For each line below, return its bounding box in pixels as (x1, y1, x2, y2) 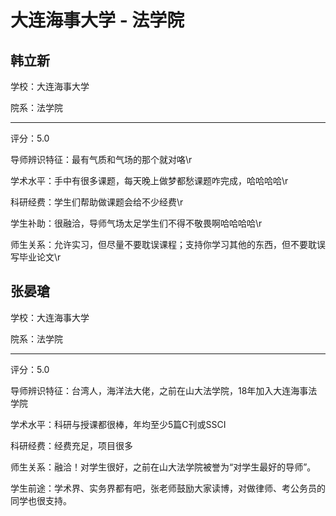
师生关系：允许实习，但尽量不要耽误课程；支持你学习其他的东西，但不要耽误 (10, 239, 326, 250)
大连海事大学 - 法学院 (10, 9, 185, 32)
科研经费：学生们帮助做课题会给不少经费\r (10, 196, 184, 208)
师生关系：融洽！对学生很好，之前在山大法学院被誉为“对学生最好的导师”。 (10, 461, 317, 473)
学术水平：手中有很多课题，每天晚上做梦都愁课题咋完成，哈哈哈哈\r (10, 175, 289, 186)
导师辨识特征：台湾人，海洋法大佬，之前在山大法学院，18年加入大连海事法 (10, 384, 318, 396)
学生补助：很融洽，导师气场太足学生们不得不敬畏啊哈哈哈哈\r (10, 217, 263, 229)
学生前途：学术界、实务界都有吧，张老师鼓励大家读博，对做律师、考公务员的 (10, 482, 326, 494)
